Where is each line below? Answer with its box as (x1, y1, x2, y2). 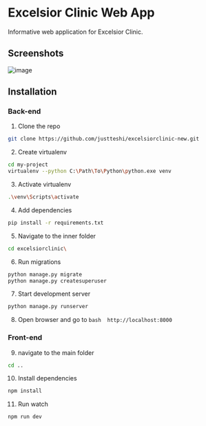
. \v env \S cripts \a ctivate (8, 194, 79, 201)
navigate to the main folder (17, 348, 94, 356)
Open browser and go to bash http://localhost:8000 (17, 316, 173, 324)
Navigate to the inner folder (17, 232, 96, 240)
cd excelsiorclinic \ (8, 245, 68, 252)
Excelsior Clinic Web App (8, 5, 155, 21)
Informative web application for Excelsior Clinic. (8, 28, 143, 36)
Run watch (17, 400, 49, 408)
